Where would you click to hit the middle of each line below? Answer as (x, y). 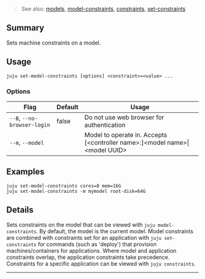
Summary (25, 28)
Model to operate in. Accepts (126, 135)
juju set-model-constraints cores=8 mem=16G (64, 186)
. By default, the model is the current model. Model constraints (115, 231)
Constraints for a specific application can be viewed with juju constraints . (101, 263)
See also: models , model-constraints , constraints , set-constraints (103, 9)
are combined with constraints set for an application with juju (84, 237)
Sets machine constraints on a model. (54, 43)
